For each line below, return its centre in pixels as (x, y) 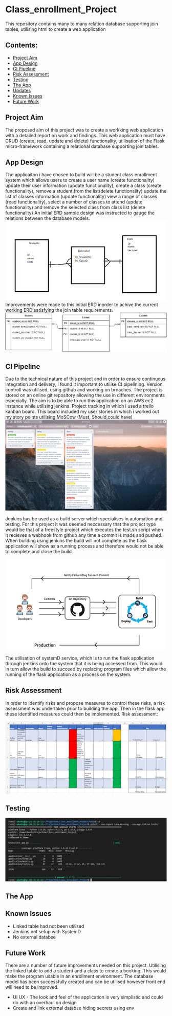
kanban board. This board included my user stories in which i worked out (82, 411)
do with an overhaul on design (45, 1003)
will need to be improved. (32, 987)
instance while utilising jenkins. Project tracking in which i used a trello (80, 406)
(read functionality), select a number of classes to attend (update (74, 202)
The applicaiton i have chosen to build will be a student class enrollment (81, 175)
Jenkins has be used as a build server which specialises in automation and (84, 519)
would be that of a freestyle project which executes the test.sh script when (84, 530)
